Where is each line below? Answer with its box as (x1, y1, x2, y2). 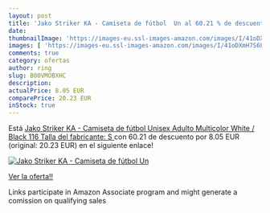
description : (8, 79, 52, 87)
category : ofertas (8, 57, 70, 65)
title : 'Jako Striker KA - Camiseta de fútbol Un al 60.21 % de (8, 19, 231, 27)
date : (8, 27, 27, 35)
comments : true (8, 49, 59, 57)
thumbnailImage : (8, 34, 63, 43)
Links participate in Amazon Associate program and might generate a (8, 187, 238, 197)
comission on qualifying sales (8, 196, 107, 206)
